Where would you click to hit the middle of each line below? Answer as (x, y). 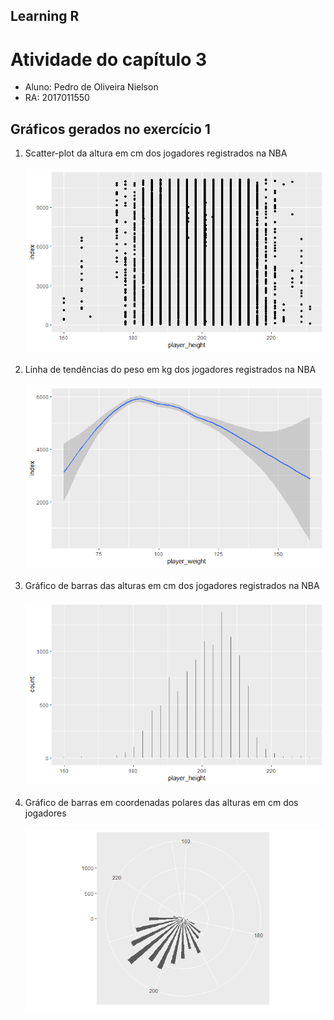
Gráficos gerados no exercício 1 (110, 129)
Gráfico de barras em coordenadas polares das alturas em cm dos (161, 802)
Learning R (45, 16)
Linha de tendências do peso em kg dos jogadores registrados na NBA (170, 370)
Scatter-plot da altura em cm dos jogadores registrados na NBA (156, 153)
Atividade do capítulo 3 (109, 59)
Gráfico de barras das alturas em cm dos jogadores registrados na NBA (172, 586)
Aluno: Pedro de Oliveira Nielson (91, 87)
